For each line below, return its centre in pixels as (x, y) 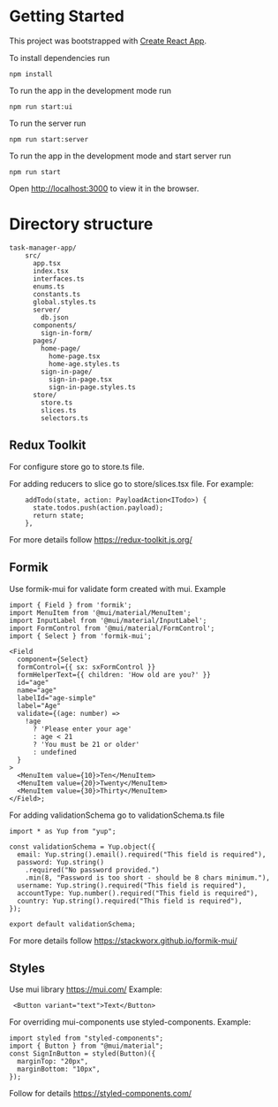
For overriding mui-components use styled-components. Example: (130, 1022)
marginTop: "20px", (53, 1062)
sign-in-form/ (67, 333)
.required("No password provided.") (93, 870)
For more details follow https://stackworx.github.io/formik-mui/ (124, 941)
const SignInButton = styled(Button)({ (83, 1054)
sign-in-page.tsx (80, 379)
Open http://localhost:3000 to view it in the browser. (104, 188)
